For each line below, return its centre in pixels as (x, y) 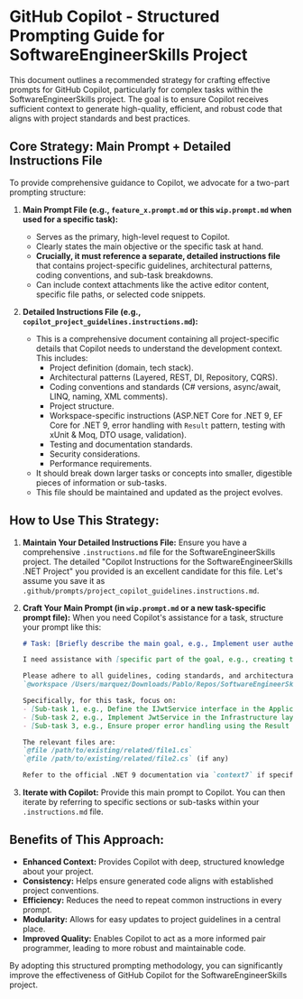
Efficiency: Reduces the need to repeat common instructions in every (152, 900)
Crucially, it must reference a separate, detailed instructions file (158, 255)
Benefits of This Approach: (87, 840)
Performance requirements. (101, 463)
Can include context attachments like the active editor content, (152, 284)
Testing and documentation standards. (121, 444)
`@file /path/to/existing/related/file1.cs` (107, 751)
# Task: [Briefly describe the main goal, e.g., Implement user (146, 643)
